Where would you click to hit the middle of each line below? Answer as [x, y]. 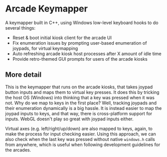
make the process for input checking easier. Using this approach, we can [81, 134]
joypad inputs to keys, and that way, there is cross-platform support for [79, 113]
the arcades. [18, 150]
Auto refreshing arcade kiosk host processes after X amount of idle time [87, 54]
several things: [21, 28]
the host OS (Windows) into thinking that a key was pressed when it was [80, 97]
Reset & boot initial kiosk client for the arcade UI [62, 38]
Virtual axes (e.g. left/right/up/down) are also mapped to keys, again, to [79, 128]
